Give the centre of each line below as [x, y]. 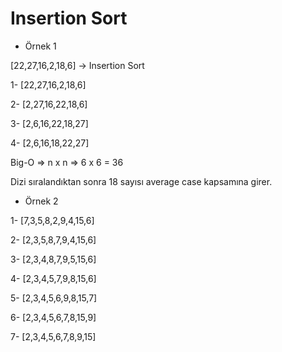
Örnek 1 [40, 46]
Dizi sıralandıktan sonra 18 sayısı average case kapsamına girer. [141, 181]
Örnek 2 [41, 201]
